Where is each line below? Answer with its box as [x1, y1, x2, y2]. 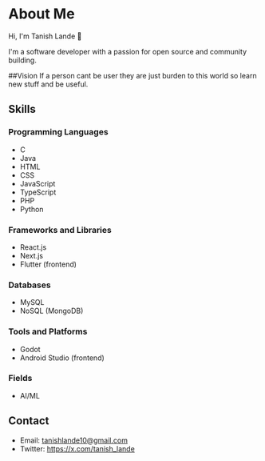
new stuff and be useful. [8, 79, 89, 89]
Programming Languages [8, 126, 109, 138]
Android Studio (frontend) [19, 353, 105, 363]
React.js [19, 242, 47, 252]
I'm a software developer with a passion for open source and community [8, 46, 247, 56]
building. [8, 55, 38, 65]
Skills [8, 102, 36, 116]
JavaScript [19, 178, 56, 188]
